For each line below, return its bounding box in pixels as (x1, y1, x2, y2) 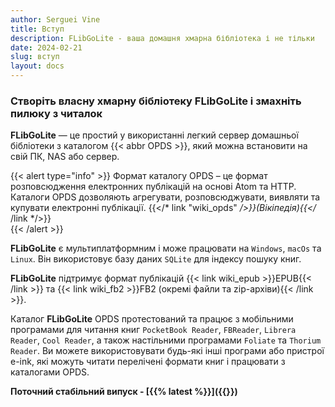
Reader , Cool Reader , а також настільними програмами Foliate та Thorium (10, 334, 322, 346)
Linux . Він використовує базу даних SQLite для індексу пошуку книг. (10, 253, 302, 265)
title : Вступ (10, 24, 65, 34)
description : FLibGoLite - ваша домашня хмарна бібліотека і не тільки (10, 33, 315, 43)
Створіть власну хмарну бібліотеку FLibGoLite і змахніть (10, 94, 302, 108)
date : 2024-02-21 (10, 42, 83, 53)
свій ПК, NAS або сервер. (10, 151, 120, 163)
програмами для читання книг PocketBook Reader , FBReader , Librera (10, 324, 297, 336)
